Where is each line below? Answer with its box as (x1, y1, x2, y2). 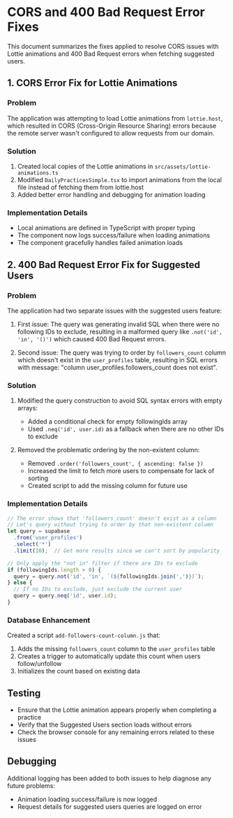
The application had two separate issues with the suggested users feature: (7, 306, 223, 315)
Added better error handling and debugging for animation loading (17, 190, 206, 199)
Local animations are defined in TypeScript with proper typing (17, 224, 195, 232)
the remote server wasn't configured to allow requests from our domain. (7, 128, 215, 137)
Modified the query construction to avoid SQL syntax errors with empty (17, 396, 223, 405)
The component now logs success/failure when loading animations (17, 231, 211, 239)
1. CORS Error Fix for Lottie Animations (7, 77, 178, 89)
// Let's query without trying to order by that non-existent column (7, 521, 214, 528)
